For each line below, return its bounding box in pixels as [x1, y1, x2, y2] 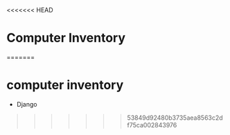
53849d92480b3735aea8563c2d [127, 114, 223, 122]
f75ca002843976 [127, 120, 177, 129]
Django [16, 100, 37, 108]
